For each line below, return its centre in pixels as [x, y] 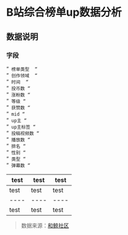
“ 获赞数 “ [18, 107]
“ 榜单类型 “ [22, 69]
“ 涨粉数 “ [18, 94]
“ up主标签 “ [21, 126]
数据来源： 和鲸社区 [45, 225]
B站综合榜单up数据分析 [64, 12]
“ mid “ [16, 114]
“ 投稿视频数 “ [23, 133]
